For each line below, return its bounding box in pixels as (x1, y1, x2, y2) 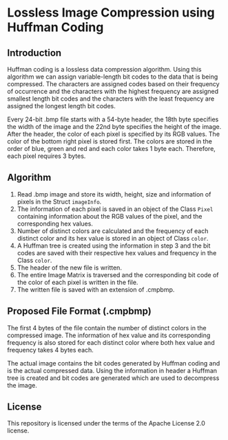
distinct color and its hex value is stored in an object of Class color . (17, 234, 209, 242)
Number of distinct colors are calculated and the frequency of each (17, 226, 209, 235)
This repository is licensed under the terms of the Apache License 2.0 (7, 419, 205, 428)
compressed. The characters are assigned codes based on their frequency (7, 80, 220, 88)
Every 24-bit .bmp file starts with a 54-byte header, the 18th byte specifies (7, 115, 219, 123)
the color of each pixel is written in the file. (17, 278, 138, 286)
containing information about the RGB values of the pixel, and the (17, 212, 203, 220)
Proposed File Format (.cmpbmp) (7, 306, 152, 317)
